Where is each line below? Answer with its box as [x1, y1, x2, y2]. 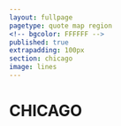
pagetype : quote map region [9, 21, 113, 30]
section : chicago [9, 54, 73, 63]
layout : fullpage [9, 12, 73, 22]
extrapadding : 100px [9, 46, 86, 55]
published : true [9, 37, 69, 47]
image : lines [9, 63, 57, 72]
